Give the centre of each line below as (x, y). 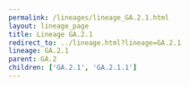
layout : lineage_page (49, 26)
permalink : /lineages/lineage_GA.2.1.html (89, 17)
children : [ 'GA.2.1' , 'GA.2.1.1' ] (73, 68)
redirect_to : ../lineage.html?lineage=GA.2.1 (95, 43)
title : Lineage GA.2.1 (51, 34)
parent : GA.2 (33, 59)
